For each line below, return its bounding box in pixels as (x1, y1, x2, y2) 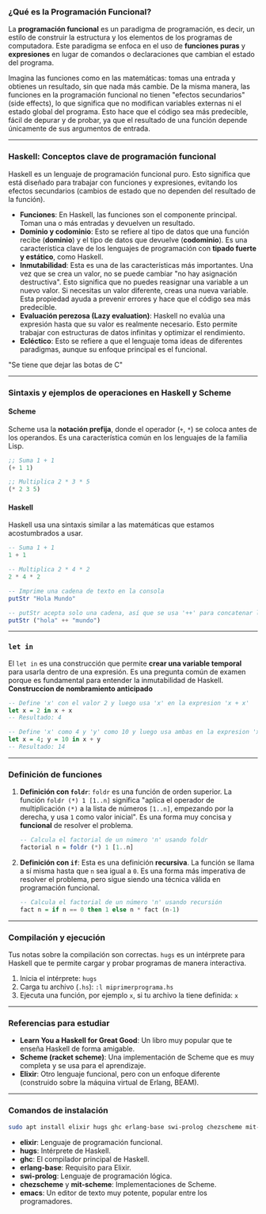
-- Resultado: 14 (8, 743, 66, 751)
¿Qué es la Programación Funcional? (8, 6, 152, 17)
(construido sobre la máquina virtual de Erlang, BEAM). (19, 1078, 199, 1087)
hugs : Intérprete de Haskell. (19, 1146, 112, 1155)
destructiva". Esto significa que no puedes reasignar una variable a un (19, 277, 249, 287)
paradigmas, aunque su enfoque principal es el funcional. (19, 344, 208, 354)
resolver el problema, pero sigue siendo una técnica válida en (19, 875, 221, 884)
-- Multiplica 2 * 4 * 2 (8, 566, 90, 574)
